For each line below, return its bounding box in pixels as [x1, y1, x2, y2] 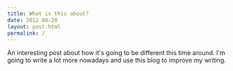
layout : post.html [7, 23, 61, 30]
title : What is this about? [7, 10, 90, 17]
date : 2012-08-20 [7, 17, 58, 24]
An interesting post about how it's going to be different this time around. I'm [7, 49, 225, 57]
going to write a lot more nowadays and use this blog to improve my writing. [7, 56, 226, 65]
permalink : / [7, 29, 45, 37]
